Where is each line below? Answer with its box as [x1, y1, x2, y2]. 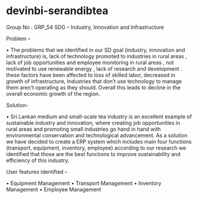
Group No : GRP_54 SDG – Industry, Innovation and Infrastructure [6, 24, 164, 31]
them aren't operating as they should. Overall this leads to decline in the [6, 84, 181, 91]
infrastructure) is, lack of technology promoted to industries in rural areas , [6, 52, 187, 59]
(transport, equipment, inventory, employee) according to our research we [6, 144, 187, 151]
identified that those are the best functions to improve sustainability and [6, 150, 181, 157]
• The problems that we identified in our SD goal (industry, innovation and [6, 46, 186, 54]
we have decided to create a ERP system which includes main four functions [6, 138, 192, 145]
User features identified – [6, 168, 68, 175]
